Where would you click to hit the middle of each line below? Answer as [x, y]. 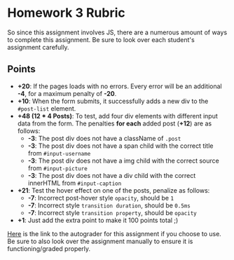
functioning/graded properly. [49, 248]
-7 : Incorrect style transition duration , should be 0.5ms [109, 205]
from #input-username [59, 153]
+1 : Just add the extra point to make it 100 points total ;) [98, 220]
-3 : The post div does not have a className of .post [104, 138]
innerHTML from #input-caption [75, 183]
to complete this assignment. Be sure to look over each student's [101, 39]
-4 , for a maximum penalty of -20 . [67, 93]
